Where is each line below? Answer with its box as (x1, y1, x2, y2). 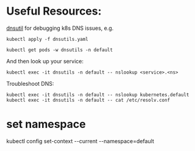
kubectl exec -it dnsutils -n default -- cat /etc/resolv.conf (6, 97, 171, 103)
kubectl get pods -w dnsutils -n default (6, 47, 113, 53)
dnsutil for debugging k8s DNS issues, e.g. (6, 24, 114, 32)
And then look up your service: (6, 57, 84, 65)
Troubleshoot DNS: (6, 80, 54, 87)
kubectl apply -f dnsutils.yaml (6, 36, 88, 42)
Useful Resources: (6, 4, 102, 18)
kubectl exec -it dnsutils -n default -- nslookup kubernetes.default (6, 91, 190, 98)
